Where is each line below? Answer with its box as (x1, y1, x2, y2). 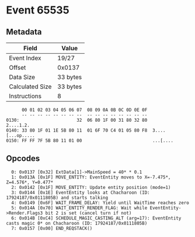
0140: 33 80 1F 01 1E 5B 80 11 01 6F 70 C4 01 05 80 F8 (6, 128, 148, 133)
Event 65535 (6, 4, 69, 17)
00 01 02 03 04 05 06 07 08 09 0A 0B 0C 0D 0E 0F (21, 107, 148, 113)
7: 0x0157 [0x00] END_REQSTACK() (11, 225, 93, 231)
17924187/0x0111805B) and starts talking (6, 194, 109, 201)
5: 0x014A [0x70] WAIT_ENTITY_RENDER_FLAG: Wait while (11, 205, 148, 211)
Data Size (9, 73, 36, 81)
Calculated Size (9, 83, 52, 91)
